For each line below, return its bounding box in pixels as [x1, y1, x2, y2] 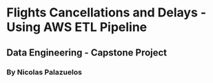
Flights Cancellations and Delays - [6, 5, 207, 21]
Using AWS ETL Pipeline [6, 19, 148, 35]
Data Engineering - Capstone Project [6, 47, 168, 58]
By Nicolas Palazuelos [6, 67, 82, 77]
